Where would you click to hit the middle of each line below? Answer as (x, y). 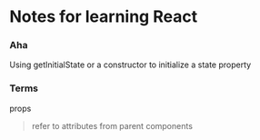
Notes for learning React (104, 17)
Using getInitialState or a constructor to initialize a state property (130, 65)
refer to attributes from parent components (112, 125)
